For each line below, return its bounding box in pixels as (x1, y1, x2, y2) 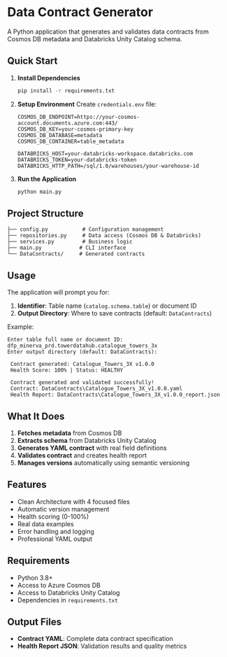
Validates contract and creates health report (17, 451, 147, 459)
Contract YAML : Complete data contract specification (17, 635, 173, 643)
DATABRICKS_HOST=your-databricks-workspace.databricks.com (17, 150, 193, 157)
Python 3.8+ (17, 573, 54, 581)
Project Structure (7, 207, 84, 219)
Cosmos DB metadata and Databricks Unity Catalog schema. (7, 34, 183, 43)
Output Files (7, 616, 61, 628)
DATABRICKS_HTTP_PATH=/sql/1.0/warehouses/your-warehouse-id (17, 162, 200, 169)
